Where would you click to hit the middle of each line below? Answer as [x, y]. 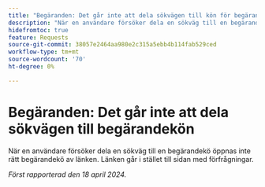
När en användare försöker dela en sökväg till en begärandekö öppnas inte [129, 151]
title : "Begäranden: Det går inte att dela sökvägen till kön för [119, 15]
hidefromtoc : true [38, 30]
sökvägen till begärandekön [101, 128]
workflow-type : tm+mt [44, 52]
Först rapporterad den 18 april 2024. [67, 174]
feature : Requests [38, 37]
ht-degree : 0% [32, 67]
